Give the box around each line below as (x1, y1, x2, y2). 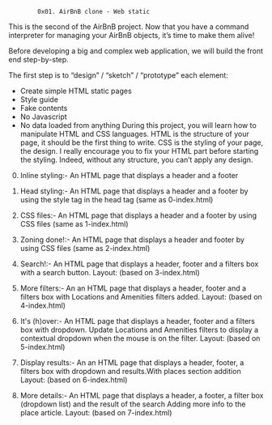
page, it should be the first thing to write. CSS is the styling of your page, (19, 138, 264, 147)
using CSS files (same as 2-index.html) (19, 244, 151, 253)
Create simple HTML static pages (19, 86, 132, 96)
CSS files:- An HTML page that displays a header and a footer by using (19, 210, 257, 220)
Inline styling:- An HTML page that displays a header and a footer (19, 171, 239, 180)
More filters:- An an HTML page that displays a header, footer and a (19, 283, 247, 293)
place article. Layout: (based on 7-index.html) (19, 408, 172, 417)
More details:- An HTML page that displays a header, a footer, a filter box (19, 391, 265, 400)
